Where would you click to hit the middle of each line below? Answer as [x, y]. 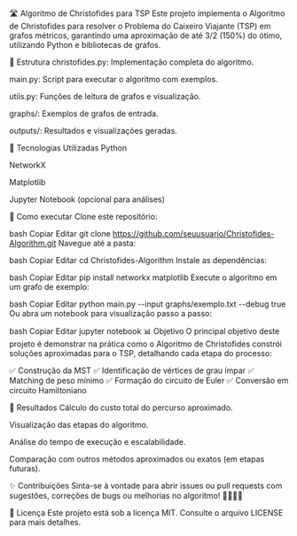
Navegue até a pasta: [97, 243]
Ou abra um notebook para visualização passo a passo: [111, 313]
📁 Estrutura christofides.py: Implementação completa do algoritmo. [132, 62]
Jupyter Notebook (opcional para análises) [87, 199]
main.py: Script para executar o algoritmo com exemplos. [114, 79]
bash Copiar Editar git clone [60, 233]
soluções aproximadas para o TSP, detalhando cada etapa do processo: [141, 353]
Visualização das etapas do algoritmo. [79, 425]
